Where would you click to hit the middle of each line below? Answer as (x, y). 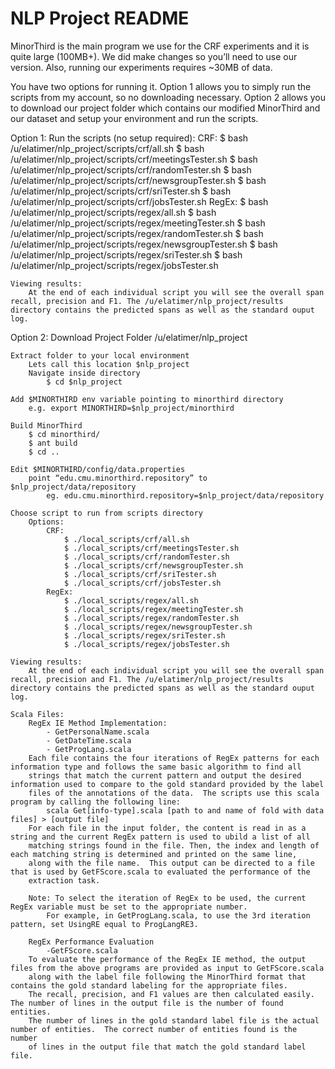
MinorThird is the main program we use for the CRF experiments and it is (160, 46)
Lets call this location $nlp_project (109, 364)
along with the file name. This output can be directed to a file (171, 863)
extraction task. (64, 880)
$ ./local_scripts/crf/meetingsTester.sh (151, 548)
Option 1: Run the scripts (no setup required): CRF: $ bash (129, 138)
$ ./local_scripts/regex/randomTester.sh (151, 618)
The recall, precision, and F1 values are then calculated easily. (171, 994)
